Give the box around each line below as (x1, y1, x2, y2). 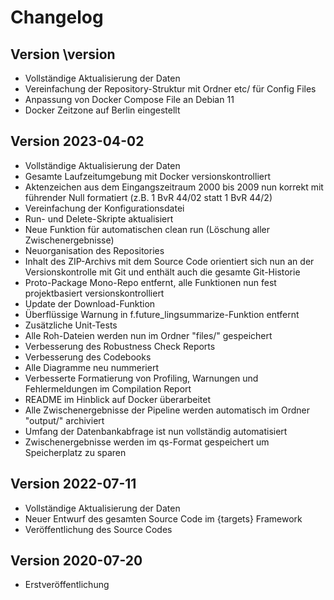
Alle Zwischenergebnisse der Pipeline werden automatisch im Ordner (24, 404, 310, 416)
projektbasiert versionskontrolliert (24, 287, 165, 299)
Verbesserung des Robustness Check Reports (24, 340, 216, 352)
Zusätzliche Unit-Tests (24, 319, 118, 331)
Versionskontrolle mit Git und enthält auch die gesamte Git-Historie (24, 266, 301, 278)
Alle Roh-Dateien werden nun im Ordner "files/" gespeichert (24, 329, 273, 341)
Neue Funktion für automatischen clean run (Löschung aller (24, 223, 271, 235)
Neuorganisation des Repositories (24, 244, 165, 256)
